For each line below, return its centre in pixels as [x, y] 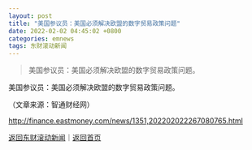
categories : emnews [41, 39]
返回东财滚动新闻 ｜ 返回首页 [55, 138]
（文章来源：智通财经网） [51, 105]
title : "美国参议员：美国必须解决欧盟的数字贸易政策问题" [94, 24]
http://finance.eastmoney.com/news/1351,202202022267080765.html [126, 121]
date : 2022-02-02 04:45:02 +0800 [65, 31]
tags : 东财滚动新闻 [38, 46]
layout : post [30, 16]
